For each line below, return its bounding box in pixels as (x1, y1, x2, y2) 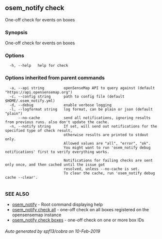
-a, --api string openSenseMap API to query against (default (9, 85, 155, 91)
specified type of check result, (5, 128, 73, 133)
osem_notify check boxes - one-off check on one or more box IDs (12, 217, 145, 223)
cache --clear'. (5, 175, 38, 180)
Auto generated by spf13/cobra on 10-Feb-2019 (5, 228, 100, 234)
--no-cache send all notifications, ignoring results (17, 115, 151, 120)
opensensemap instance (12, 212, 62, 218)
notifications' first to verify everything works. (5, 149, 110, 154)
